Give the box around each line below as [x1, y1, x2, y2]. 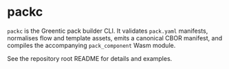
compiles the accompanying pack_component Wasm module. [7, 41, 176, 49]
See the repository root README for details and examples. [7, 54, 173, 62]
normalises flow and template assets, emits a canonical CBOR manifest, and [7, 33, 222, 42]
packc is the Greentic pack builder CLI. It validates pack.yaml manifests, [7, 27, 208, 35]
